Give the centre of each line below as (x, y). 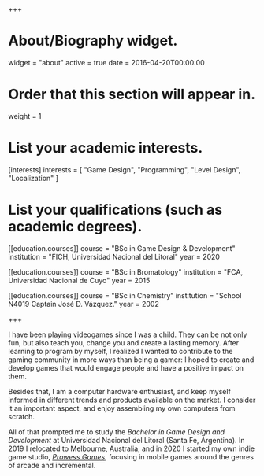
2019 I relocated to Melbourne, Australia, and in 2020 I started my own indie (131, 448)
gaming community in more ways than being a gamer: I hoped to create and (131, 360)
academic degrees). (75, 227)
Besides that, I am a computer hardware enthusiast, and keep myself (119, 391)
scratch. (22, 416)
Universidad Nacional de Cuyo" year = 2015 (79, 280)
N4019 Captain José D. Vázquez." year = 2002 (84, 304)
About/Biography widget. (93, 41)
